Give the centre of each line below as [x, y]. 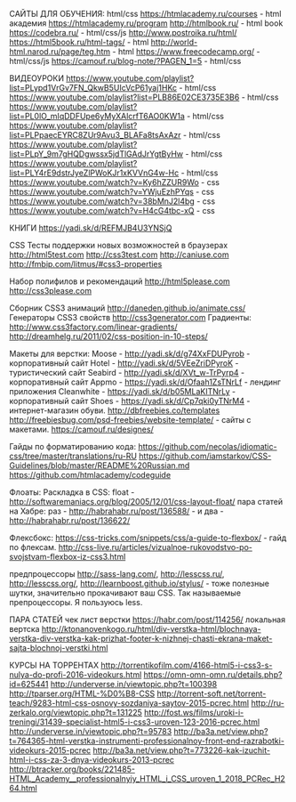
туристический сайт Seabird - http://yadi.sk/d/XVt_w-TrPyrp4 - [127, 373]
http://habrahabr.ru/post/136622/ [70, 520]
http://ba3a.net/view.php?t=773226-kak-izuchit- [182, 750]
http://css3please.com [50, 291]
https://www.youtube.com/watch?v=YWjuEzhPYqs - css [112, 192]
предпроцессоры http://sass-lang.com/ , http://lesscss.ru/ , [117, 574]
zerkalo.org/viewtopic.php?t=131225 [76, 713]
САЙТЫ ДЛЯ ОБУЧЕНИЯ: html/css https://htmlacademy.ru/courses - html [145, 14]
